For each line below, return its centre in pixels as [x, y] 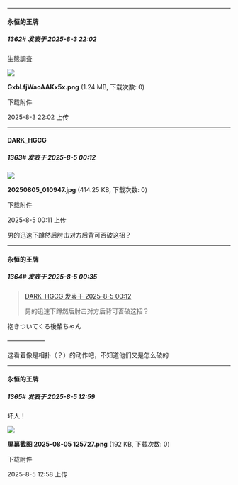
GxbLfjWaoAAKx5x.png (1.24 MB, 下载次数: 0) [76, 87]
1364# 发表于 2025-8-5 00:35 [52, 277]
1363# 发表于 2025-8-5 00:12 [52, 157]
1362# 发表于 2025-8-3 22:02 [52, 39]
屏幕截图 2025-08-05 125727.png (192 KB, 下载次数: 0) [89, 445]
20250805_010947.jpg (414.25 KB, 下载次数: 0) [77, 190]
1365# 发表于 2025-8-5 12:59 [51, 396]
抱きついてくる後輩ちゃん [44, 326]
